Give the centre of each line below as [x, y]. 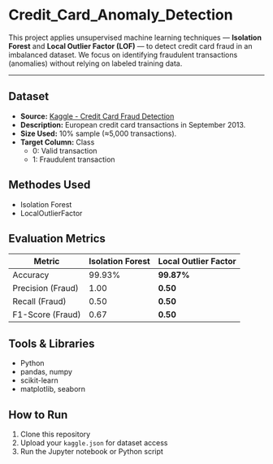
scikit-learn [39, 380]
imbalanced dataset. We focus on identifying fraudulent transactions [123, 54]
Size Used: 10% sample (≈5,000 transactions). [98, 133]
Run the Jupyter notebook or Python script [92, 451]
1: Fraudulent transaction [74, 159]
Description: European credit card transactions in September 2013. [133, 124]
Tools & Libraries [52, 343]
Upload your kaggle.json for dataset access [94, 443]
